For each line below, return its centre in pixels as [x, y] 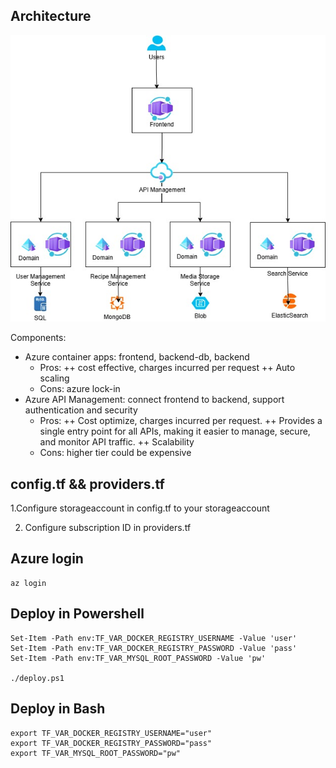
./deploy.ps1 [37, 678]
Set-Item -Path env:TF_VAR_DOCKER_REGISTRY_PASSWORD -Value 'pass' [154, 648]
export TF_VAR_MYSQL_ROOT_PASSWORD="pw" [96, 753]
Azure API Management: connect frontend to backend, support [154, 400]
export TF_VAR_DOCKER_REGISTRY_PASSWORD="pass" [111, 743]
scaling [54, 378]
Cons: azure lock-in [80, 389]
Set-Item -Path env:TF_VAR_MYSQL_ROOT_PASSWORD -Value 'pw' [138, 658]
